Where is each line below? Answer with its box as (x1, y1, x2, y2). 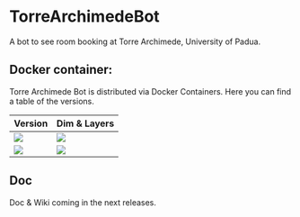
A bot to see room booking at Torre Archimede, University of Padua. (9, 36, 261, 47)
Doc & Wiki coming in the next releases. (9, 196, 157, 208)
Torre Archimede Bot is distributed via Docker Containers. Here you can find (9, 86, 292, 96)
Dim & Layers (57, 117, 115, 130)
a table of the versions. (9, 95, 94, 106)
